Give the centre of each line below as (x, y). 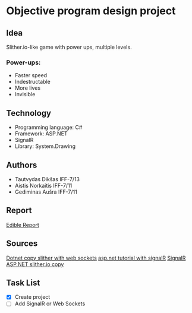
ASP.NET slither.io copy (35, 264)
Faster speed (31, 75)
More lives (27, 88)
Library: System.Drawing (45, 146)
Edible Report (23, 225)
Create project (32, 297)
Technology (29, 113)
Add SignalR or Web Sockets (50, 303)
